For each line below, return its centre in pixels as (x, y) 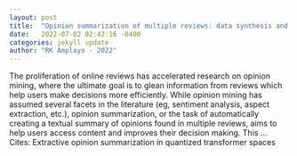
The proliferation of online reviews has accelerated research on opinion (140, 76)
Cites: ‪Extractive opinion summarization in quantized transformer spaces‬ (142, 143)
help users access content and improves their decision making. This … (138, 133)
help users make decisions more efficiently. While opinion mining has (136, 95)
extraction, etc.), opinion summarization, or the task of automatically (134, 114)
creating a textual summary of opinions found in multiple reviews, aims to (143, 123)
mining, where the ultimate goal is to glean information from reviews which (146, 86)
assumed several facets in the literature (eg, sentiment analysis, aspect (139, 104)
